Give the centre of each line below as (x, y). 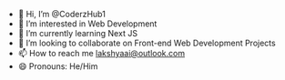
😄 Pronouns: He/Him (58, 66)
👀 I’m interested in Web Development (87, 24)
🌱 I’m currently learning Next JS (78, 33)
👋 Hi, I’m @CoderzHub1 (62, 14)
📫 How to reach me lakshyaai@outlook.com (101, 53)
